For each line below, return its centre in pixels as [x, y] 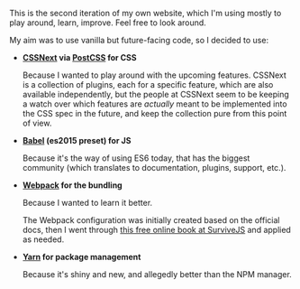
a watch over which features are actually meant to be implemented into [155, 104]
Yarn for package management [82, 257]
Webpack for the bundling [73, 185]
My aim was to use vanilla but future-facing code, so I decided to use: [139, 40]
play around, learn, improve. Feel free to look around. [108, 23]
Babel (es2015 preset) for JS [77, 140]
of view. [37, 123]
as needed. [43, 239]
